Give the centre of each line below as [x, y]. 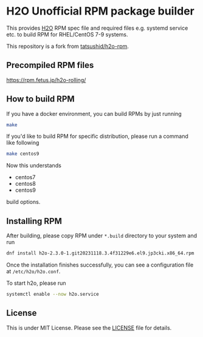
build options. [23, 202]
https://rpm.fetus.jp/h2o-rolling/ [46, 80]
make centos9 [23, 154]
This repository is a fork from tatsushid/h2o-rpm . [68, 46]
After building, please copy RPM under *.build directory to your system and [102, 236]
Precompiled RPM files [50, 65]
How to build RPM [40, 99]
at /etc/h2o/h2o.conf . [33, 271]
